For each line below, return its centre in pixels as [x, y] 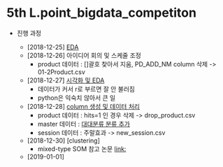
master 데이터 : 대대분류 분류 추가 [84, 124]
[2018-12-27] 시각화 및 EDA [66, 80]
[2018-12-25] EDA [53, 47]
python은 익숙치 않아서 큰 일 [77, 97]
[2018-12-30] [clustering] [64, 140]
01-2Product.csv [61, 72]
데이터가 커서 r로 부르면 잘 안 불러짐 [86, 89]
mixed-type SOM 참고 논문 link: [82, 149]
